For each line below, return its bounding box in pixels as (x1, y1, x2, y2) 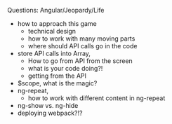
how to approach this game (17, 20, 97, 27)
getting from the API (27, 71, 86, 80)
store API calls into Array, (17, 49, 91, 57)
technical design (27, 27, 76, 35)
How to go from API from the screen (27, 57, 133, 65)
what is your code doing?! (27, 64, 103, 72)
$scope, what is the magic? (17, 79, 98, 87)
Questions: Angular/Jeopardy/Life (7, 6, 105, 14)
